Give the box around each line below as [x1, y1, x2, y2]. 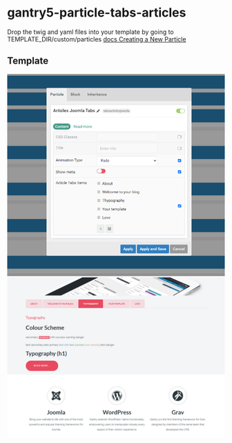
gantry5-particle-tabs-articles [7, 5, 186, 21]
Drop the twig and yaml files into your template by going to [7, 28, 174, 36]
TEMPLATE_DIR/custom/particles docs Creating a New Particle [7, 35, 186, 43]
